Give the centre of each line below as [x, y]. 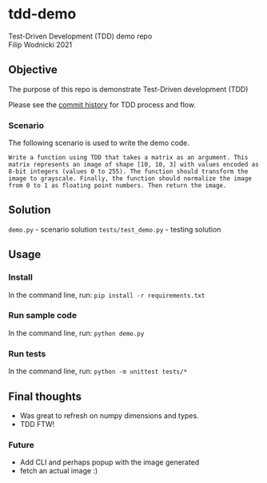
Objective [33, 70]
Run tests [27, 353]
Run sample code [43, 316]
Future [21, 445]
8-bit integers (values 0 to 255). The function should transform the [128, 172]
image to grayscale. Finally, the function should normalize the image [130, 179]
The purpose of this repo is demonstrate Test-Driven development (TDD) [128, 89]
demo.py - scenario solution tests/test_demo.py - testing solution [115, 229]
